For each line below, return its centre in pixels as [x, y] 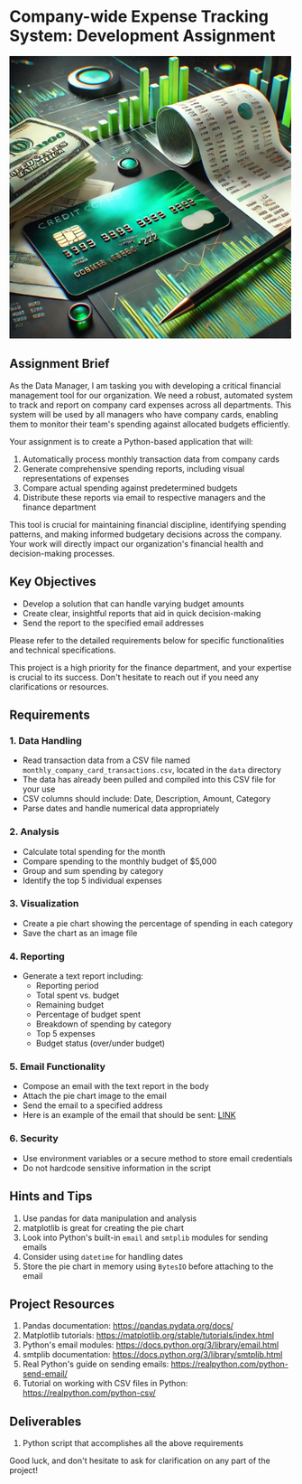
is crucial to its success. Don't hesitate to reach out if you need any [134, 677]
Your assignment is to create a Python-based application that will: [132, 441]
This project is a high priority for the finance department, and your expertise [151, 667]
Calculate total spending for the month [94, 851]
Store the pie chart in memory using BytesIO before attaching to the [148, 1266]
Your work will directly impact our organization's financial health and [137, 543]
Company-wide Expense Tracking [139, 17]
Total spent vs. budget [78, 995]
